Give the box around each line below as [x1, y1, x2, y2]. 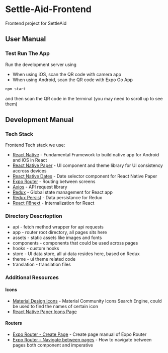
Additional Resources [5, 274, 59, 281]
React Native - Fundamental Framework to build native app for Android [12, 152, 159, 158]
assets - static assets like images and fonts [12, 234, 102, 241]
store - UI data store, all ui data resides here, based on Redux [12, 251, 140, 257]
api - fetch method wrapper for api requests [12, 224, 104, 230]
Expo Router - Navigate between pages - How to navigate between [12, 336, 152, 342]
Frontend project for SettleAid [5, 20, 67, 26]
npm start [5, 86, 26, 91]
